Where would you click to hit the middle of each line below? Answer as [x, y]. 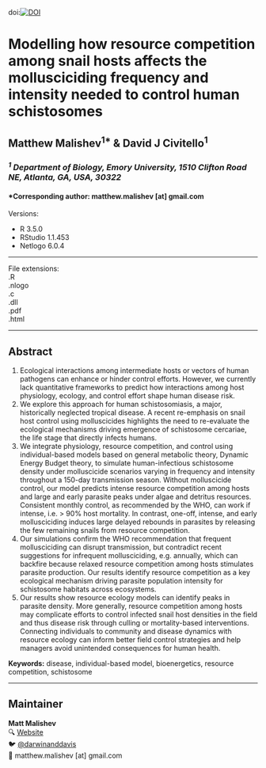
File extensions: [34, 268]
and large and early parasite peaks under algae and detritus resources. [135, 496]
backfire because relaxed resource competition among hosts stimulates [137, 564]
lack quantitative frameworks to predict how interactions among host [132, 387]
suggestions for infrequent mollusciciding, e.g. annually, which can [129, 555]
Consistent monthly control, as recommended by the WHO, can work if [135, 505]
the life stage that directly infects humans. [88, 437]
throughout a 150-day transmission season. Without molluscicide [125, 480]
